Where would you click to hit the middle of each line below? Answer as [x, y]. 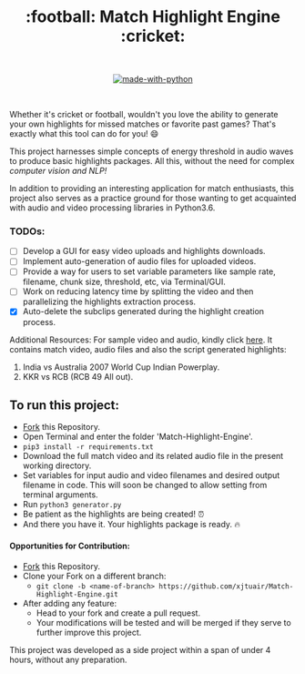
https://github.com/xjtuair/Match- [226, 586]
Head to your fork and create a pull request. [118, 613]
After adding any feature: [69, 603]
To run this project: [65, 405]
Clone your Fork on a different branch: [94, 576]
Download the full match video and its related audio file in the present [153, 456]
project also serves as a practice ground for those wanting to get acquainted [153, 198]
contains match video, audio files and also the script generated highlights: [148, 349]
